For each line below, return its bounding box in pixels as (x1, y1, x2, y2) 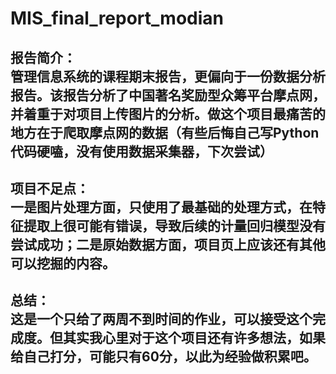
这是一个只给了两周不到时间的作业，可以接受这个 (10, 311, 313, 328)
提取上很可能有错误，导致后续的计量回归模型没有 (23, 217, 326, 234)
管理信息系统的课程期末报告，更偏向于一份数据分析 (10, 68, 326, 85)
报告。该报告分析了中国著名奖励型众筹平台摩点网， (10, 87, 326, 104)
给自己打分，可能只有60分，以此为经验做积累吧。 (10, 348, 317, 366)
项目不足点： (10, 180, 90, 197)
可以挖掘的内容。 (10, 255, 116, 272)
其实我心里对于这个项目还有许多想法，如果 (62, 330, 326, 347)
